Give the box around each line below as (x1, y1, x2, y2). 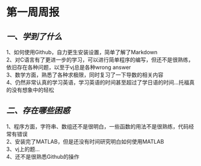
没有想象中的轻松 (11, 86, 54, 94)
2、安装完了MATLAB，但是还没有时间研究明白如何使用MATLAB (6, 138, 165, 145)
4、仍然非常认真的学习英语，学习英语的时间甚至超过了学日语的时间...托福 (6, 79, 189, 86)
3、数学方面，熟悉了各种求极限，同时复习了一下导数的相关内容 (6, 71, 163, 78)
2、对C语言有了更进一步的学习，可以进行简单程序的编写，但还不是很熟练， (6, 56, 194, 63)
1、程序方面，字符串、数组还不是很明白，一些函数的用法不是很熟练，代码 (6, 123, 189, 130)
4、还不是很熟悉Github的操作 (6, 153, 80, 160)
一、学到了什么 (6, 31, 62, 42)
